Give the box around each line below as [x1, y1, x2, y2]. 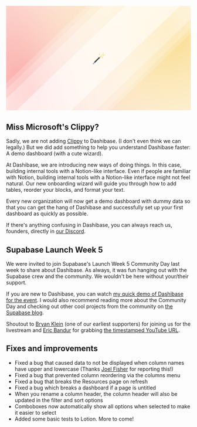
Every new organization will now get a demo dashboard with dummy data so [6, 198, 191, 205]
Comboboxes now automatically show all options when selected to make [14, 402, 191, 410]
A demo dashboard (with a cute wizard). [6, 150, 104, 157]
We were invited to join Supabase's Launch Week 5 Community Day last [6, 260, 180, 267]
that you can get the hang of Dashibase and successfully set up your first [6, 204, 184, 211]
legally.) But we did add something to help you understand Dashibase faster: [6, 144, 191, 151]
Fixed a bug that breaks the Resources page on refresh [14, 378, 148, 385]
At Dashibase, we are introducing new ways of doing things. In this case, [6, 161, 182, 168]
